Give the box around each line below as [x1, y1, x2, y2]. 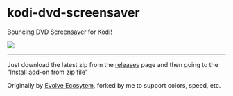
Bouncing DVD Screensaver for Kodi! [7, 28, 112, 36]
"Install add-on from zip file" [7, 68, 89, 76]
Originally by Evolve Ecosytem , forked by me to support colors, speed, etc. [7, 81, 221, 89]
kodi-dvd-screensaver [7, 5, 140, 21]
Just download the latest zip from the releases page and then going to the [7, 60, 218, 68]
